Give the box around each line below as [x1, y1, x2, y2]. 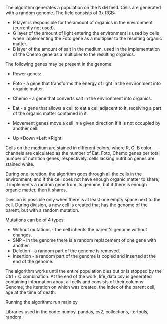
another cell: [12, 125, 39, 131]
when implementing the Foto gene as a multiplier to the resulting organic [12, 35, 162, 41]
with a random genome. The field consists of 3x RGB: [5, 10, 115, 16]
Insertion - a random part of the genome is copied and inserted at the [12, 253, 156, 259]
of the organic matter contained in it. [12, 110, 88, 116]
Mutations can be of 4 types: [5, 217, 65, 223]
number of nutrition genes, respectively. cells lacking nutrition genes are [5, 155, 155, 161]
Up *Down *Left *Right [12, 135, 62, 141]
